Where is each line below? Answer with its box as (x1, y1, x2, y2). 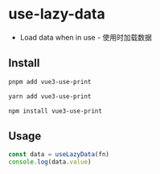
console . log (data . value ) (8, 158, 92, 166)
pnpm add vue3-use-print (8, 77, 92, 85)
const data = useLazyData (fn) (8, 151, 110, 159)
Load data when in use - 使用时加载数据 (19, 32, 153, 42)
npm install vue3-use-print (8, 106, 103, 115)
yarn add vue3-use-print (8, 92, 92, 101)
